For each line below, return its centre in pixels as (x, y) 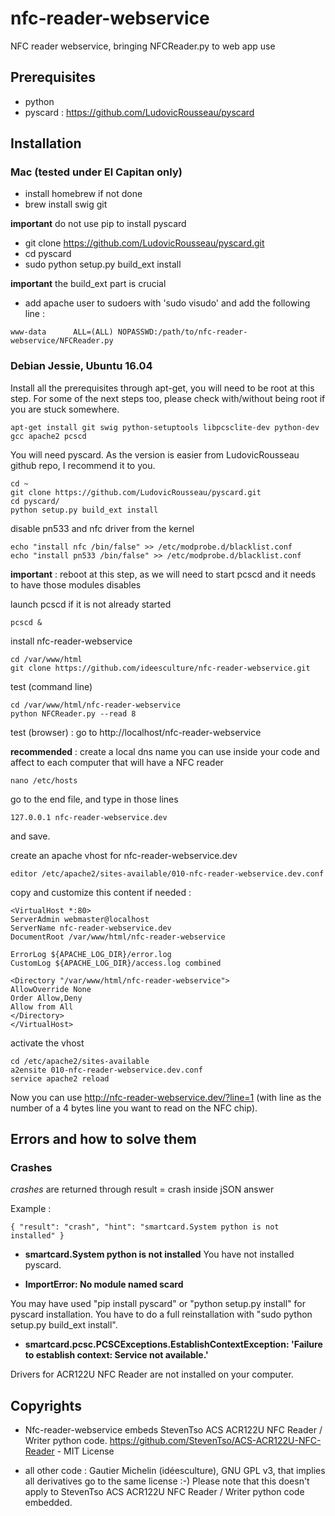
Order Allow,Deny (46, 998)
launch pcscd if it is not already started (91, 604)
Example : (31, 1209)
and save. (30, 836)
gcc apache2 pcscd (48, 436)
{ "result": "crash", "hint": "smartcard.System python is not (145, 1227)
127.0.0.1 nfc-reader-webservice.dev (89, 817)
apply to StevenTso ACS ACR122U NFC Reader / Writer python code (164, 1492)
